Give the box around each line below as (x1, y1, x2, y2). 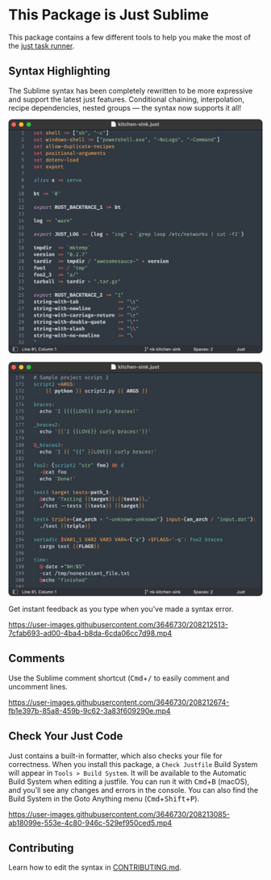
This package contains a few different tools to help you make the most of (8, 32, 252, 42)
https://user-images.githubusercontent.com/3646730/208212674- (8, 697, 230, 707)
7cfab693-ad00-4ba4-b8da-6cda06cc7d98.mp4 (8, 628, 173, 638)
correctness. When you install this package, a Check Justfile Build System (8, 759, 258, 769)
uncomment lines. (8, 681, 69, 691)
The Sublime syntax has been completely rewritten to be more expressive (8, 86, 253, 95)
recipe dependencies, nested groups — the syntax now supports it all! (8, 103, 242, 112)
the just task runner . (8, 40, 75, 50)
